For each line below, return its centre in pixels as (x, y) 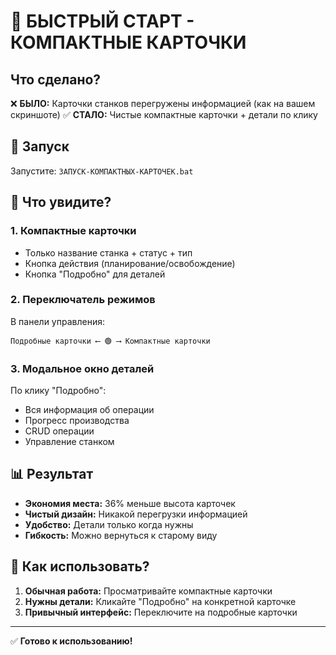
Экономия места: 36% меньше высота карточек (130, 503)
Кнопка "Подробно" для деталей (95, 274)
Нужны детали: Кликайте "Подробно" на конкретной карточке (160, 601)
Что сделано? (56, 79)
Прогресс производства (77, 421)
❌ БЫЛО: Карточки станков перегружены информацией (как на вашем (163, 103)
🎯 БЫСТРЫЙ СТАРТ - (102, 21)
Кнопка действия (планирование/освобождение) (130, 263)
